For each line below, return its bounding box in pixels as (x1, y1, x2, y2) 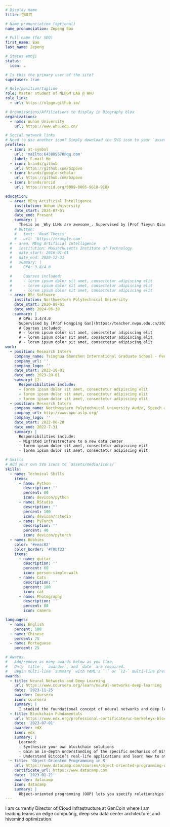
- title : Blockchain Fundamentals (10, 711, 82, 716)
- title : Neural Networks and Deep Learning (10, 678, 105, 684)
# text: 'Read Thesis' (14, 231, 67, 236)
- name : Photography (18, 594, 62, 599)
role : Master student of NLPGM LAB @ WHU (5, 91, 94, 96)
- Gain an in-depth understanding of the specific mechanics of (18, 749, 157, 754)
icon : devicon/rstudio (23, 514, 71, 519)
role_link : (5, 96, 28, 101)
